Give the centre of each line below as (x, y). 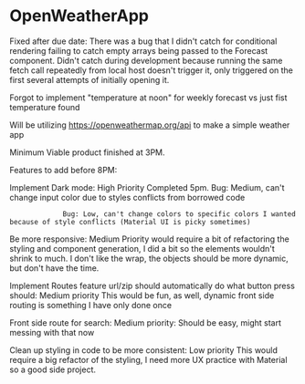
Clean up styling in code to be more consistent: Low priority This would (144, 350)
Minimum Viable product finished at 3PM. (88, 152)
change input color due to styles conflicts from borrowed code (127, 197)
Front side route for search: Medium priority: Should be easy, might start (145, 322)
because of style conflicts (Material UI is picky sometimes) (130, 222)
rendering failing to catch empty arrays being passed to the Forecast (139, 50)
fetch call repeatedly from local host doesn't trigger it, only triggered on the (152, 70)
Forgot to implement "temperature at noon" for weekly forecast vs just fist (148, 98)
